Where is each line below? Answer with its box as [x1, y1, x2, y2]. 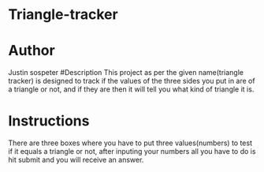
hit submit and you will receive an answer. [8, 155, 144, 165]
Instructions [8, 112, 90, 130]
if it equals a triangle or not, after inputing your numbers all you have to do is [8, 147, 256, 156]
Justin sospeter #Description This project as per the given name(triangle [8, 68, 244, 77]
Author [8, 42, 55, 60]
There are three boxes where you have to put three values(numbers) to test [8, 138, 253, 148]
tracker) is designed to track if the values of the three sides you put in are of [8, 77, 255, 86]
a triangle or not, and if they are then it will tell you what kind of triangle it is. [8, 84, 255, 94]
